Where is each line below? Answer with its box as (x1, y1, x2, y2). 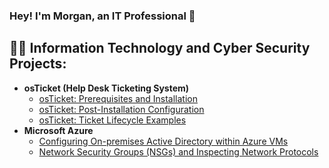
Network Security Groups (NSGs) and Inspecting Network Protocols (38, 145, 319, 158)
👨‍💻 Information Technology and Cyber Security (9, 40, 311, 57)
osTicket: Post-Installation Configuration (38, 103, 205, 115)
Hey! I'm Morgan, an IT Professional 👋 (9, 9, 196, 23)
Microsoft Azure (23, 124, 94, 136)
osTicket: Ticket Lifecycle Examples (38, 114, 187, 126)
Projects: (9, 55, 67, 73)
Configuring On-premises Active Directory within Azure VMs (38, 135, 289, 147)
